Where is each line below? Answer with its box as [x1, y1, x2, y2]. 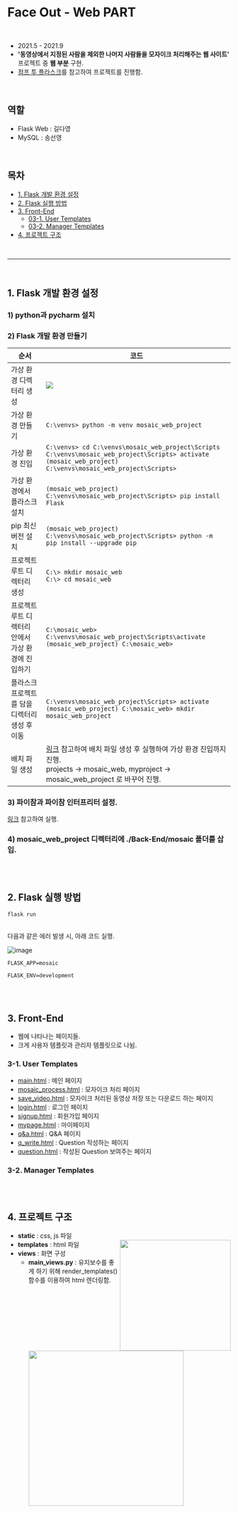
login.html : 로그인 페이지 [17, 1102, 89, 1111]
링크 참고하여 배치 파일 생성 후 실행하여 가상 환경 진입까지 [45, 744, 227, 754]
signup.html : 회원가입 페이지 [17, 1112, 99, 1120]
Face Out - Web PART [7, 4, 137, 21]
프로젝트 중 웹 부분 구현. [17, 58, 84, 67]
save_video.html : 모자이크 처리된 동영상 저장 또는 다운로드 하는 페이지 [17, 1094, 214, 1102]
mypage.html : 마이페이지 [17, 1120, 90, 1129]
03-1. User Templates [28, 214, 91, 223]
